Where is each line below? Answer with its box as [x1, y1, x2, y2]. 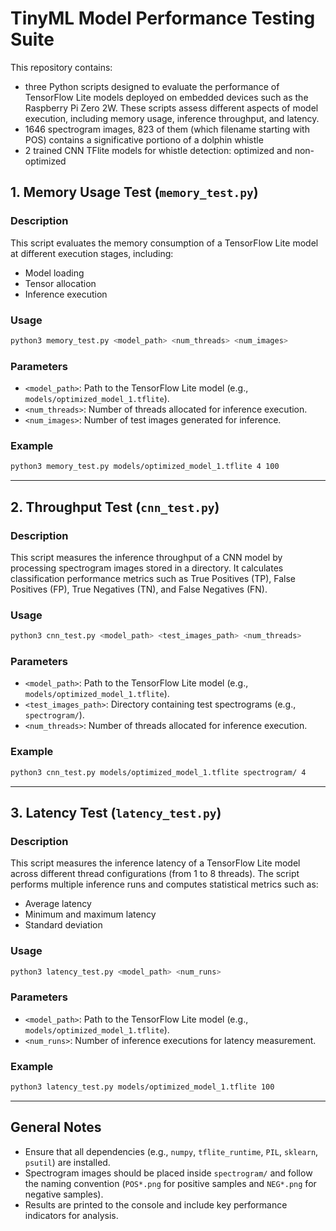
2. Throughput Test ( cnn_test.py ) [10, 498, 220, 516]
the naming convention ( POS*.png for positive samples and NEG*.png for [24, 1177, 317, 1189]
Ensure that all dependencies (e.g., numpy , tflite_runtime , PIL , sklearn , [24, 1145, 319, 1157]
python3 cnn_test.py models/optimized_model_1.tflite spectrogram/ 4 [10, 767, 307, 777]
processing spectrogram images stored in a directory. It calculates [10, 562, 284, 574]
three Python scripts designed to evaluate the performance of [24, 80, 280, 92]
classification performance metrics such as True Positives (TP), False [10, 572, 297, 584]
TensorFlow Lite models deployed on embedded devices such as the [24, 91, 309, 103]
